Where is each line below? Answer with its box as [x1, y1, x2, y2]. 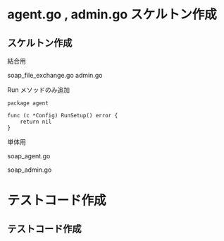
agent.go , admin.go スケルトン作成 [7, 6, 217, 23]
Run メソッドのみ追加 [7, 86, 70, 94]
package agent [7, 100, 49, 107]
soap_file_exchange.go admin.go [7, 71, 103, 79]
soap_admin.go [7, 165, 52, 174]
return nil [20, 118, 52, 125]
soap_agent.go [7, 152, 51, 160]
